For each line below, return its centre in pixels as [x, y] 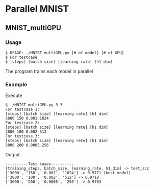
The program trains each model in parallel [49, 71]
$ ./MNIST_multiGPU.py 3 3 [34, 105]
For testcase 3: [22, 136]
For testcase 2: [22, 123]
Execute [14, 96]
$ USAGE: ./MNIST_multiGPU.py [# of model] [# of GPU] [65, 53]
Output [12, 155]
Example [16, 84]
